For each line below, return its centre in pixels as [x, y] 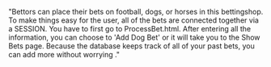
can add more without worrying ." [64, 54]
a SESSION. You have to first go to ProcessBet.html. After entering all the [130, 29]
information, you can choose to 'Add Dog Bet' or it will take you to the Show [134, 37]
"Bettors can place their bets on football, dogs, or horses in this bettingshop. [136, 12]
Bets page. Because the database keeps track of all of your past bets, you [131, 46]
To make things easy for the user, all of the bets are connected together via [133, 20]
